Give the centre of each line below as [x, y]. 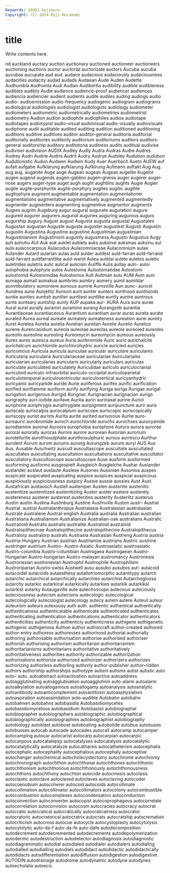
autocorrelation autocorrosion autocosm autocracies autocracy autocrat [80, 806]
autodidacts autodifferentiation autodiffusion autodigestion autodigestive [81, 855]
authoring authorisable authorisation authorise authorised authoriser [77, 638]
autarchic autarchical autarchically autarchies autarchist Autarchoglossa [81, 579]
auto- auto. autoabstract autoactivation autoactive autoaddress [71, 676]
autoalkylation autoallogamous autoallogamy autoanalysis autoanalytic [79, 687]
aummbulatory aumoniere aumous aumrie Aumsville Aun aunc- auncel [79, 286]
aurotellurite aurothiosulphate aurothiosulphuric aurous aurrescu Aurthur [81, 438]
